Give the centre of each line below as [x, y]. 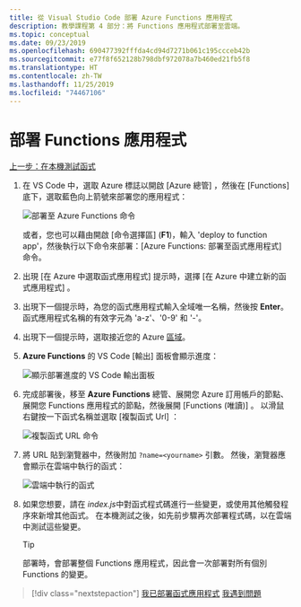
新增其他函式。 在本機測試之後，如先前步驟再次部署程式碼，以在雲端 [165, 515]
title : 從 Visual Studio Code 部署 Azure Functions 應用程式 [121, 18]
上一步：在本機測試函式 [52, 166]
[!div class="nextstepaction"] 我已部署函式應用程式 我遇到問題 [146, 594]
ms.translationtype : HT [54, 68]
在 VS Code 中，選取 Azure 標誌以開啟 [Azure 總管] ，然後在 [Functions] [155, 186]
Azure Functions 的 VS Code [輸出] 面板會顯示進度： [120, 356]
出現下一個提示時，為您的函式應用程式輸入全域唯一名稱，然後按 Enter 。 [155, 307]
